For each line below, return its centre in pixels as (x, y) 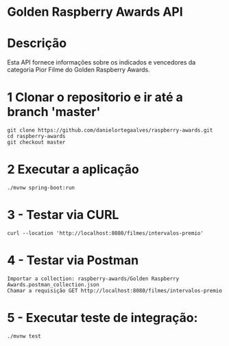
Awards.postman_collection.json (53, 285)
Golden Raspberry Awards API (95, 12)
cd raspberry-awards (37, 137)
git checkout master (37, 142)
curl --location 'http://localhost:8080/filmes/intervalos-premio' (106, 233)
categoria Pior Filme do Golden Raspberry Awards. (79, 70)
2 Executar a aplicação (73, 170)
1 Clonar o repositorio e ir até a (95, 97)
